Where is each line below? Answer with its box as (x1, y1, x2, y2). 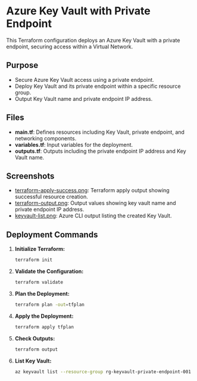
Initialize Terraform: (14, 245, 65, 253)
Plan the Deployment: (14, 290, 70, 297)
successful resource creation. (14, 193, 88, 201)
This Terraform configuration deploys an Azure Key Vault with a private (6, 36, 180, 44)
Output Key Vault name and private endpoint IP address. (14, 95, 153, 102)
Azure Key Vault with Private (6, 4, 151, 18)
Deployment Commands (6, 229, 98, 239)
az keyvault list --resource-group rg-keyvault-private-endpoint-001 (14, 368, 192, 374)
